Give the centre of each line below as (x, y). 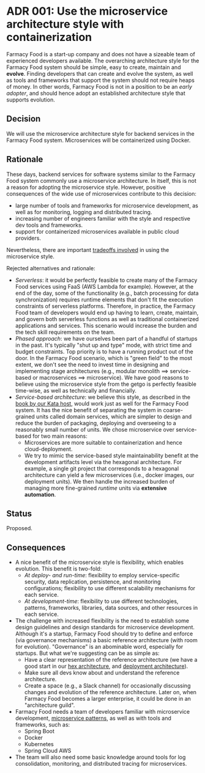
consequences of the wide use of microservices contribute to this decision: (102, 193)
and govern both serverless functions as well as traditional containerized (107, 319)
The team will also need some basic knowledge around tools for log (100, 757)
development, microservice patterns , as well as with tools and (93, 718)
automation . (40, 494)
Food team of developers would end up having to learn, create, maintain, (107, 313)
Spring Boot (39, 731)
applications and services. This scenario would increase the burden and (106, 325)
